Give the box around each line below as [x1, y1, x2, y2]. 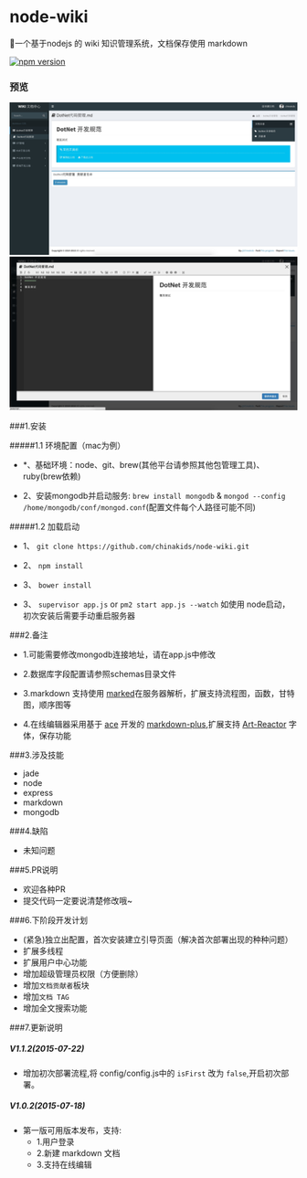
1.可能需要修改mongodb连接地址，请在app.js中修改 [22, 649, 217, 660]
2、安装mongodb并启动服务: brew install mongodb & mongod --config [22, 490, 286, 501]
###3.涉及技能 [9, 749, 64, 760]
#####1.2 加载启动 [9, 521, 80, 532]
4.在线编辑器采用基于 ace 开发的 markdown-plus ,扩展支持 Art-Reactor [22, 718, 287, 729]
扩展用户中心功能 [22, 957, 88, 968]
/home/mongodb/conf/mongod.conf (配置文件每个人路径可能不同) [22, 501, 256, 513]
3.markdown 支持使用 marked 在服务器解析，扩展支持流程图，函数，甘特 [22, 687, 295, 698]
